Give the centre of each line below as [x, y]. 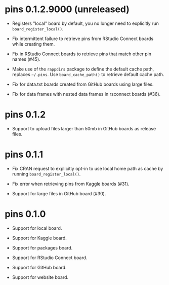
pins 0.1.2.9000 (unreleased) [67, 9]
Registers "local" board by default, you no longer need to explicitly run [85, 23]
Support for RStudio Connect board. [50, 258]
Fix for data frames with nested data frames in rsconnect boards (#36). [86, 94]
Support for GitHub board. [39, 267]
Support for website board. [40, 277]
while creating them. [33, 44]
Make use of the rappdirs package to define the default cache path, [83, 69]
